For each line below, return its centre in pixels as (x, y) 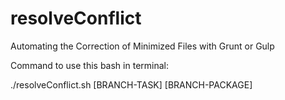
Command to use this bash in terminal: (89, 65)
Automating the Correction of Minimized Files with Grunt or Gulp (142, 46)
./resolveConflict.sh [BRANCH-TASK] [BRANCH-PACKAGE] (131, 84)
